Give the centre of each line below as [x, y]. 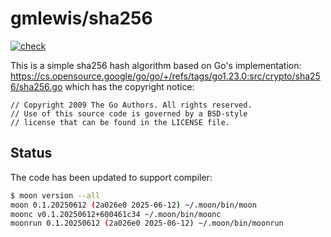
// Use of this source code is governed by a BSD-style [129, 113]
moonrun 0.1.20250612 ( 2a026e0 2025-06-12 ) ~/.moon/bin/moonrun [147, 223]
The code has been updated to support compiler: [111, 177]
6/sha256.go [36, 86]
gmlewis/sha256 [81, 18]
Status [31, 153]
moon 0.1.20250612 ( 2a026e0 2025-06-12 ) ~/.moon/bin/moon [133, 205]
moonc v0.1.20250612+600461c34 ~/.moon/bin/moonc [116, 214]
